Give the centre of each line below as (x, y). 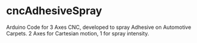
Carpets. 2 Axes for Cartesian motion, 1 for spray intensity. (78, 33)
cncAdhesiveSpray (54, 11)
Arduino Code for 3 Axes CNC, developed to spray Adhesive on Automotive (99, 27)
